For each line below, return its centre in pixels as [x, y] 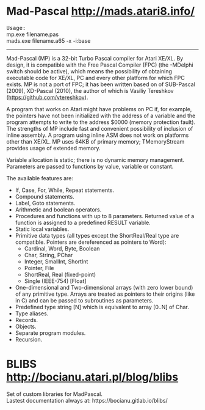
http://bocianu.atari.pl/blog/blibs [92, 377]
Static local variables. [42, 229]
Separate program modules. [50, 333]
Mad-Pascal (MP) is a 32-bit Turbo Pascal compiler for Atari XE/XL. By [95, 58]
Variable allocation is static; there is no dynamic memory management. [95, 159]
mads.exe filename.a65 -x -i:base [49, 40]
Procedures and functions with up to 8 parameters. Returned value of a [105, 216]
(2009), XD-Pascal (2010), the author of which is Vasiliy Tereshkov [90, 90]
